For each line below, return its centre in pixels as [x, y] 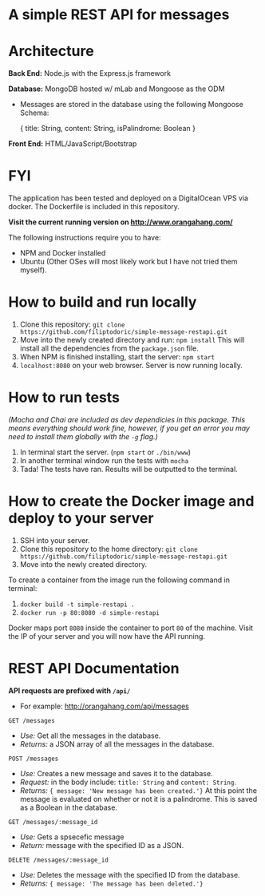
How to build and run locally [103, 302]
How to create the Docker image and [131, 502]
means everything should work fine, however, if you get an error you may [129, 428]
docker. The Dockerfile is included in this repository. [94, 207]
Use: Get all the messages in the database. [90, 735]
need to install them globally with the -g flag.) [83, 436]
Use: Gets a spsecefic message [72, 837]
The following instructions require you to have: [85, 238]
